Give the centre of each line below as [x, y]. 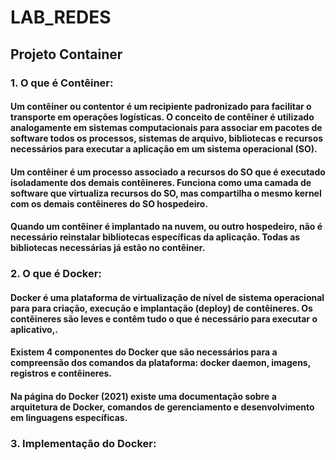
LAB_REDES [61, 17]
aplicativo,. [34, 329]
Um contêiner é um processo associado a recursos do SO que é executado [168, 172]
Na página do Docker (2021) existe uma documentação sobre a [143, 396]
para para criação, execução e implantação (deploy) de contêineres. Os [161, 308]
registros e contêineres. [61, 373]
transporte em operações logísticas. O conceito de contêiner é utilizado [162, 117]
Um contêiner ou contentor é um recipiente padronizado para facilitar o [161, 107]
